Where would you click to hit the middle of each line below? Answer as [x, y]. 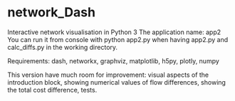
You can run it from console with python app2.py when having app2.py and [118, 39]
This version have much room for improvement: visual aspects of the [108, 75]
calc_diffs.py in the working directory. [63, 47]
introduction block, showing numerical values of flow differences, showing [117, 82]
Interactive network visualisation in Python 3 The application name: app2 [114, 32]
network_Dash [52, 12]
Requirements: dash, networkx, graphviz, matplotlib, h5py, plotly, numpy [113, 60]
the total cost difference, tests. [52, 90]
